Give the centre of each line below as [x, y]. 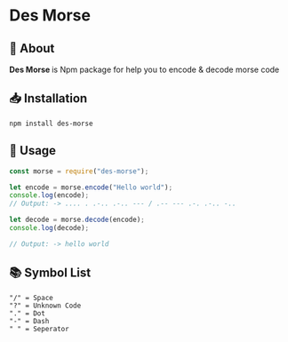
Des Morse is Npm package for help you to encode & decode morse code [144, 69]
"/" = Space [31, 298]
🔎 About [32, 48]
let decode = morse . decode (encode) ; [77, 220]
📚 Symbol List [50, 273]
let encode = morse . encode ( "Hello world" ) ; [91, 187]
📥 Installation [48, 99]
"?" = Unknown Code [45, 306]
